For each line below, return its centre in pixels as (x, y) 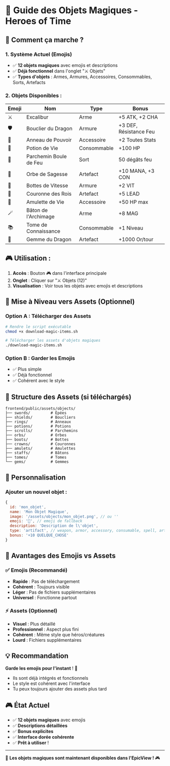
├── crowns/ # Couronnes (40, 444)
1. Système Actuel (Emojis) (39, 54)
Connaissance (43, 231)
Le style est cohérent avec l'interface (51, 683)
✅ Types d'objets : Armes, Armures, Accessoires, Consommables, (82, 77)
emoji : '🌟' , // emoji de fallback (46, 521)
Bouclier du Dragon (49, 129)
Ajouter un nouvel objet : (36, 492)
